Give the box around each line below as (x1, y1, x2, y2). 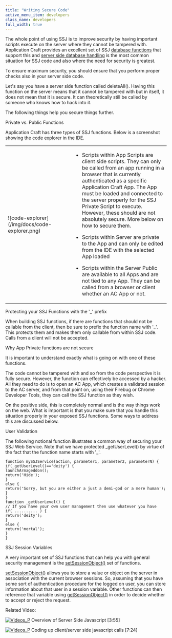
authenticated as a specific (81, 177, 147, 184)
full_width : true (5, 22, 42, 27)
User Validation (5, 428, 37, 435)
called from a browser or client (81, 284, 156, 291)
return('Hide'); (5, 473, 40, 478)
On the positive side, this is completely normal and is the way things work (5, 402, 160, 408)
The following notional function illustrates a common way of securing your (5, 438, 162, 444)
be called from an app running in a (81, 164, 164, 172)
